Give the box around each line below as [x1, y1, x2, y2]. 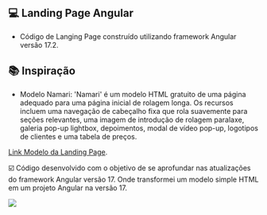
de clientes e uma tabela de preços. [19, 131, 137, 141]
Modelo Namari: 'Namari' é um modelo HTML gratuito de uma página [19, 89, 246, 99]
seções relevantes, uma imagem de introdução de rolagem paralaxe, [19, 115, 245, 124]
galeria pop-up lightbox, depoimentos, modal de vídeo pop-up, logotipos [19, 123, 258, 133]
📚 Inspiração [8, 64, 75, 78]
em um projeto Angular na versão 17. [8, 182, 128, 193]
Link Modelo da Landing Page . [8, 147, 108, 157]
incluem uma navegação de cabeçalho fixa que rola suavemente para [19, 106, 248, 115]
